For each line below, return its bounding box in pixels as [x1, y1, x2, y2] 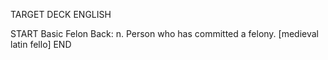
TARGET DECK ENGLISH [10, 9, 112, 20]
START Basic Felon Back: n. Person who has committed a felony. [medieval [10, 28, 320, 39]
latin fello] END [10, 39, 72, 50]
